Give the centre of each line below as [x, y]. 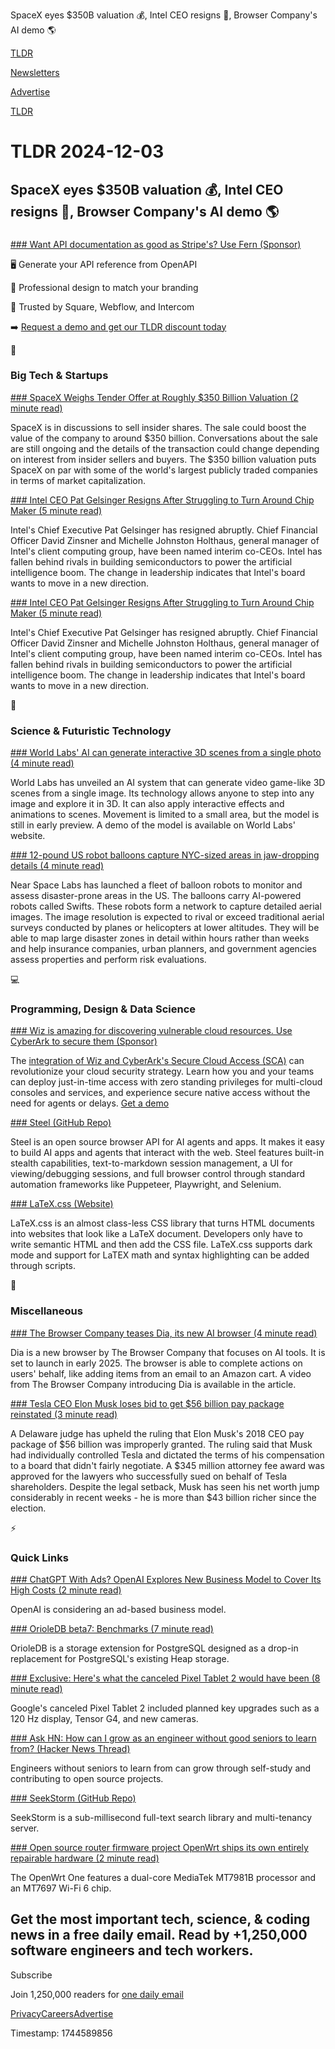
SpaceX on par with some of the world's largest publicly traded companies [164, 470]
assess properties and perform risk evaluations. [108, 960]
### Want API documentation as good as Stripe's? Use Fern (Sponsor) [156, 244]
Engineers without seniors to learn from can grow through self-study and [161, 1768]
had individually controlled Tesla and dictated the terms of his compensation [167, 1455]
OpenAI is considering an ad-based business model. [118, 1609]
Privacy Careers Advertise [62, 2013]
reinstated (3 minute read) [64, 1414]
